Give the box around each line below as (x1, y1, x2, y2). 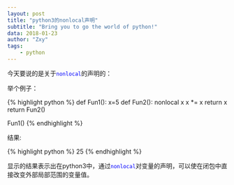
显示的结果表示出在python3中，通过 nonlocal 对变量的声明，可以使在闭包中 (7, 161, 221, 170)
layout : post (7, 10, 45, 17)
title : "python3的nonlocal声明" (7, 17, 98, 24)
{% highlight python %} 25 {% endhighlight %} (7, 147, 142, 156)
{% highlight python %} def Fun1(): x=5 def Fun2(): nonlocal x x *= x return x (7, 98, 228, 106)
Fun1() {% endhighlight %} (7, 119, 83, 127)
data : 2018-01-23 (7, 29, 58, 37)
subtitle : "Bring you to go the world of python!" (7, 23, 158, 30)
